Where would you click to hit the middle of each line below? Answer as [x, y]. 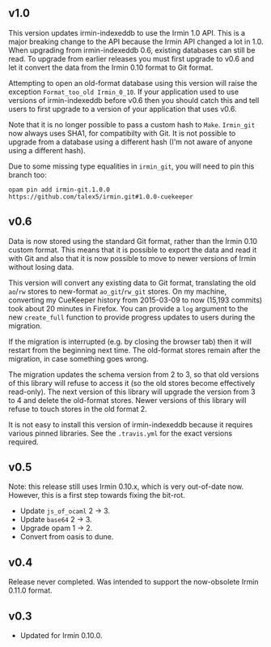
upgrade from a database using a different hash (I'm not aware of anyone [131, 142]
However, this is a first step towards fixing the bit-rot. [97, 495]
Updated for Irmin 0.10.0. [61, 636]
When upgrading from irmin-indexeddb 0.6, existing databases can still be [132, 50]
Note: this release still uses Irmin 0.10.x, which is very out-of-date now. [126, 486]
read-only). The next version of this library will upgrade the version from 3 [132, 392]
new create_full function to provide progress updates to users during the [132, 317]
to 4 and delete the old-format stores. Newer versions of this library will [127, 400]
